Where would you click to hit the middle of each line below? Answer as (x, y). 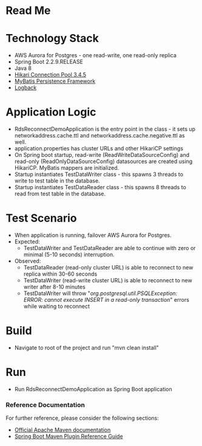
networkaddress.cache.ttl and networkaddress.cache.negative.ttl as (100, 136)
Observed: (28, 261)
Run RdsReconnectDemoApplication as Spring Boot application (93, 389)
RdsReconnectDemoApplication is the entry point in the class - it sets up (105, 129)
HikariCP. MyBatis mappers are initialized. (67, 168)
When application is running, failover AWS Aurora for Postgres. (93, 235)
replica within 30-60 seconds (60, 274)
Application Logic (51, 112)
